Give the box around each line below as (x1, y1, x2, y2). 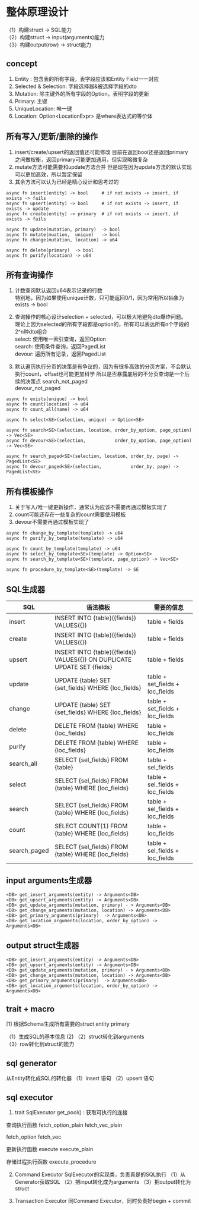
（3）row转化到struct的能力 (6, 1041, 75, 1048)
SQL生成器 (6, 584, 46, 595)
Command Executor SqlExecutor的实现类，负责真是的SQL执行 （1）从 (14, 1171, 186, 1178)
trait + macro (6, 1004, 55, 1014)
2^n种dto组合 (14, 328, 47, 335)
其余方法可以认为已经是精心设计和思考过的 (14, 178, 119, 185)
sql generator (6, 1058, 57, 1068)
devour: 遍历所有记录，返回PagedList (14, 350, 107, 357)
